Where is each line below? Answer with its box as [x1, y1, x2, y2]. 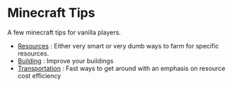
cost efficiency [17, 72, 62, 80]
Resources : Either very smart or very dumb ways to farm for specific [17, 41, 219, 50]
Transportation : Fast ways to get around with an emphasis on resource [17, 64, 226, 72]
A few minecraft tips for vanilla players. [7, 28, 122, 36]
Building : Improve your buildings [17, 56, 114, 65]
